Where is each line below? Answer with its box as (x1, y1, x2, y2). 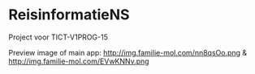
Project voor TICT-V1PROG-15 (8, 32, 108, 42)
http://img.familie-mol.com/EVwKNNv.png (8, 56, 149, 66)
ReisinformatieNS (8, 6, 130, 24)
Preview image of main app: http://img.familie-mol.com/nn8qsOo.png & (8, 47, 248, 57)
